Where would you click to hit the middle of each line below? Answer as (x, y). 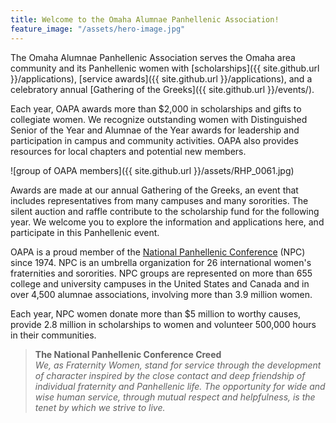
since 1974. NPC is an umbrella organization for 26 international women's (161, 262)
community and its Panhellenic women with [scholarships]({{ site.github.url (165, 68)
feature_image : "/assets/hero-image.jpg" (98, 29)
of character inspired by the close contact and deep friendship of (170, 375)
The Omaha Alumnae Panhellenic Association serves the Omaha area (153, 57)
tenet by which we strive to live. (100, 407)
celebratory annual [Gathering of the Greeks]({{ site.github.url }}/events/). (162, 89)
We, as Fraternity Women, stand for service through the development (178, 365)
